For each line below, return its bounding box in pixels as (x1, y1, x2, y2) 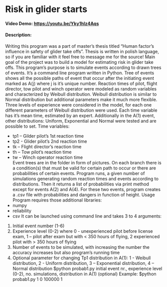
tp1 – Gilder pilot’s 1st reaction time (12, 133, 84, 139)
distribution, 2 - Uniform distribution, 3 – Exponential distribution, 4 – (12, 260, 154, 266)
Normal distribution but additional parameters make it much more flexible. (5, 97, 157, 103)
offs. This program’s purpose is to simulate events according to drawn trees (5, 64, 161, 70)
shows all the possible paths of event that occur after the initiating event (5, 75, 154, 81)
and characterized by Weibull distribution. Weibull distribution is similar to (5, 91, 157, 97)
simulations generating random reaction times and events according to (12, 175, 159, 181)
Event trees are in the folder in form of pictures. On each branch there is (12, 159, 161, 165)
